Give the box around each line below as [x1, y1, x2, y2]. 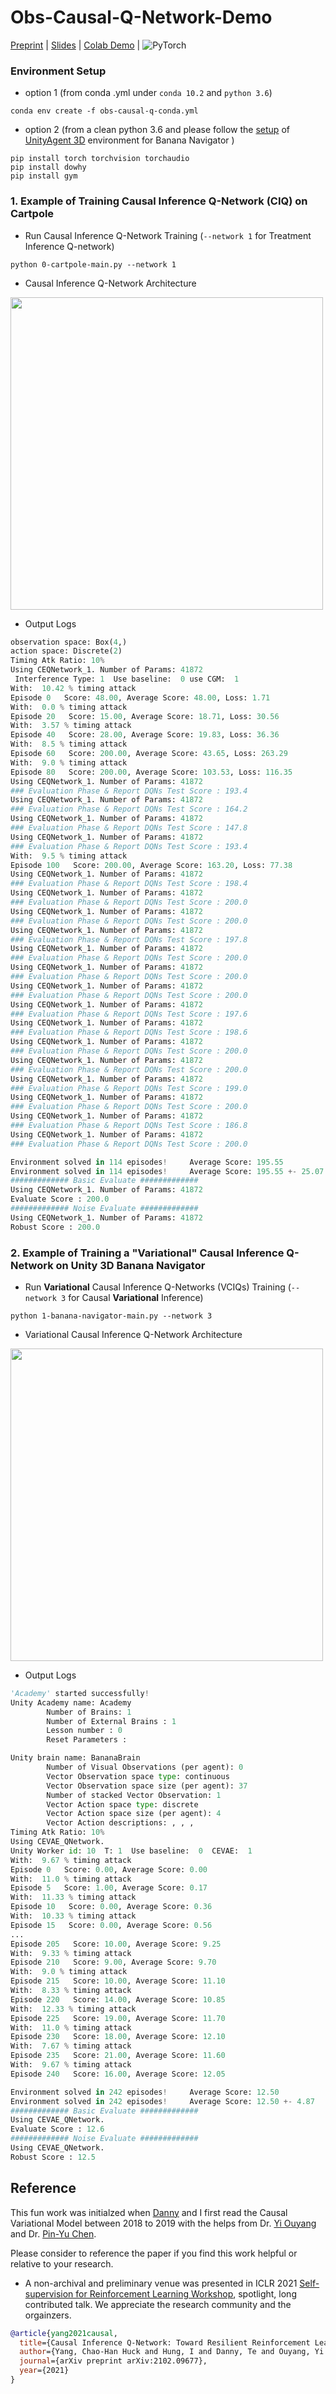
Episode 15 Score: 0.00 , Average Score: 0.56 [10, 1920, 213, 1930]
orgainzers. [24, 2309, 72, 2321]
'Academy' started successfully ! [10, 1688, 150, 1698]
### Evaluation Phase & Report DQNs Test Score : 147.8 [10, 823, 248, 833]
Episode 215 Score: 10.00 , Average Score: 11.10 [10, 1976, 226, 1986]
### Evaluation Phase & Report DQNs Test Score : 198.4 [10, 879, 248, 889]
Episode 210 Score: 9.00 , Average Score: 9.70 [10, 1957, 217, 1968]
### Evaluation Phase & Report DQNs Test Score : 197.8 [10, 934, 248, 945]
